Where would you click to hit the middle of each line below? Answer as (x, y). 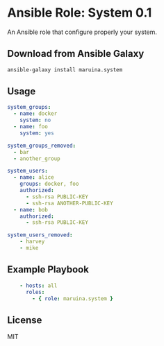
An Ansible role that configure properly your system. (82, 32)
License (25, 320)
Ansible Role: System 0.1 (80, 13)
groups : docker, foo (49, 184)
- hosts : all (39, 286)
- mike (29, 248)
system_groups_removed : (42, 146)
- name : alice (34, 178)
